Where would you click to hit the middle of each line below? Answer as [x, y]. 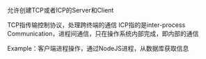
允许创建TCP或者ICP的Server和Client [61, 10]
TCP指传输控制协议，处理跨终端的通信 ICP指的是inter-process [96, 25]
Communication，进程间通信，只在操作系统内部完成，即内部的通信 [103, 34]
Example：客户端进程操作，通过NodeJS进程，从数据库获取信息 [98, 48]
